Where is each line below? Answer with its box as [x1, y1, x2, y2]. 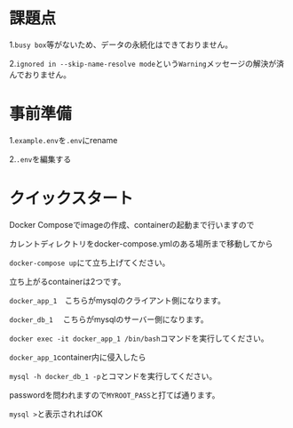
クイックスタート [9, 189, 134, 209]
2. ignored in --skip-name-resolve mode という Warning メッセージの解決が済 [9, 58, 284, 69]
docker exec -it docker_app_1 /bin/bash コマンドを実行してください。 [9, 333, 269, 343]
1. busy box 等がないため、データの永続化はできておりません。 [9, 39, 234, 50]
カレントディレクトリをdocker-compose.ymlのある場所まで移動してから [9, 238, 273, 249]
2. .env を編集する [9, 153, 72, 165]
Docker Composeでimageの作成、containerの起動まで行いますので [9, 219, 255, 230]
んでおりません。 [9, 69, 71, 80]
